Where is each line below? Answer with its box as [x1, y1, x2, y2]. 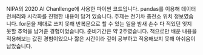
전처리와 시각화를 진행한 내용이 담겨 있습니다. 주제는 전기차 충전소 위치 [6, 13, 173, 20]
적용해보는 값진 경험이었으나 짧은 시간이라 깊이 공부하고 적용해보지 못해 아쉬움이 [6, 35, 196, 42]
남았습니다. [6, 42, 33, 50]
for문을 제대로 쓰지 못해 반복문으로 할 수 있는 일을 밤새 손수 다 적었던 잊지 [19, 20, 192, 27]
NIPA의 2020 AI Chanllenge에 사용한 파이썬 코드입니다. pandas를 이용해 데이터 [6, 5, 196, 12]
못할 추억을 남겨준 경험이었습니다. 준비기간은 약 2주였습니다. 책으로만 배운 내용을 [6, 27, 197, 35]
